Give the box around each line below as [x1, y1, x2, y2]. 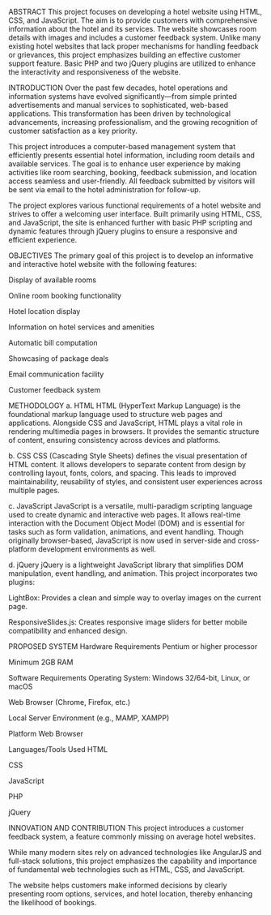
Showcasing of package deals [8, 354, 109, 363]
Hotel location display [8, 307, 81, 316]
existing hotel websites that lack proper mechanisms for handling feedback [8, 41, 259, 51]
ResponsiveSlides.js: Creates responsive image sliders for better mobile [8, 617, 248, 627]
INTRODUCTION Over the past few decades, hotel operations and [8, 83, 228, 92]
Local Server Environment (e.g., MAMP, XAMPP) [8, 713, 170, 723]
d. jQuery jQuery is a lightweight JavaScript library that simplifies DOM [8, 560, 244, 569]
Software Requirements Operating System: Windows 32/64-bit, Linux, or [8, 673, 251, 682]
